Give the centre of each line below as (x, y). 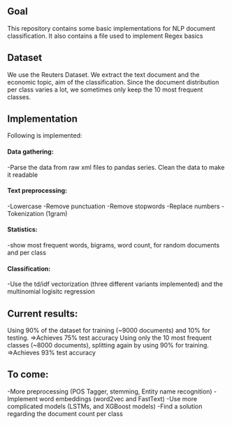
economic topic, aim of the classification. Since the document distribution (113, 82)
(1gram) (56, 213)
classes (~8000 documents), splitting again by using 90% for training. (108, 345)
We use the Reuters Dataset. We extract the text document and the (103, 74)
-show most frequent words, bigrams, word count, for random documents (114, 245)
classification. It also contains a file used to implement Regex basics (105, 36)
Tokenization (26, 213)
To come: (28, 374)
